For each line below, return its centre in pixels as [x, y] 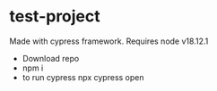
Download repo [51, 58]
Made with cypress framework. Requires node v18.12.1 [109, 41]
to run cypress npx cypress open [83, 77]
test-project [55, 17]
